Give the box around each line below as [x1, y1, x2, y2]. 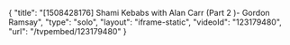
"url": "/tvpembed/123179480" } [8, 26, 127, 36]
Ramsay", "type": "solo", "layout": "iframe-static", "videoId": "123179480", [8, 17, 283, 27]
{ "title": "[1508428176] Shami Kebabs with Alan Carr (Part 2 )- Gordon [8, 8, 271, 18]
